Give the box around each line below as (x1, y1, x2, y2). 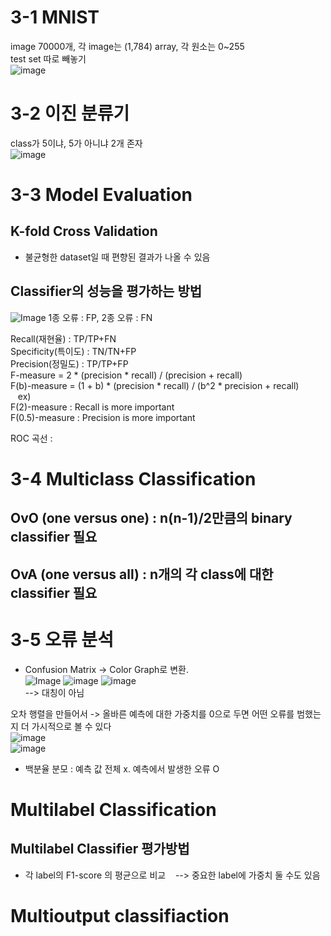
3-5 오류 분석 (10, 628, 114, 651)
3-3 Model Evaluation (10, 184, 193, 206)
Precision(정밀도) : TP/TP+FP (10, 357, 129, 370)
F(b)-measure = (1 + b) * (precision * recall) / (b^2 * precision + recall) (10, 379, 300, 391)
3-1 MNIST (10, 6, 100, 29)
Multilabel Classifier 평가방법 (10, 841, 190, 858)
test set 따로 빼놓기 (10, 52, 87, 65)
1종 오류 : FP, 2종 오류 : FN (48, 311, 153, 323)
